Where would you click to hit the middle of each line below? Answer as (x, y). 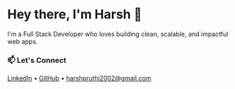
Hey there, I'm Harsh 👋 (75, 14)
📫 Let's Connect (37, 60)
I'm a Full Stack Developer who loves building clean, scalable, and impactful (118, 34)
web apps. (23, 41)
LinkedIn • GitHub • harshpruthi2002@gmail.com (79, 78)
